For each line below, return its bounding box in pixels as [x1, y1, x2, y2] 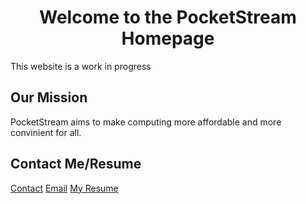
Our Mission [10, 89, 88, 106]
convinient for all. [10, 126, 82, 138]
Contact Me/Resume [10, 156, 142, 173]
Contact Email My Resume [10, 182, 119, 194]
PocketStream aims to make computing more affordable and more [10, 116, 282, 128]
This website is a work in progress [10, 60, 152, 72]
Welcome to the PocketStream [39, 6, 297, 29]
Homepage [121, 27, 215, 50]
